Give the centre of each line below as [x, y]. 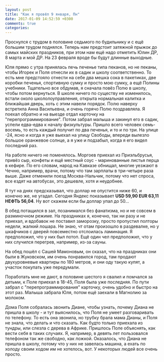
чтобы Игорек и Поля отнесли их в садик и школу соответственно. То [78, 72]
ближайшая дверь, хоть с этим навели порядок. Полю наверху [71, 104]
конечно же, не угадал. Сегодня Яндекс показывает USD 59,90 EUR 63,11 [82, 196]
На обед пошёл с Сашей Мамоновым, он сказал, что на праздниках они [81, 252]
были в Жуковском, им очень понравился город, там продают [70, 257]
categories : [17, 28]
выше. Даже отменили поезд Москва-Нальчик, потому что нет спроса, [80, 176]
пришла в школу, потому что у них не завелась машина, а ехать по [75, 344]
